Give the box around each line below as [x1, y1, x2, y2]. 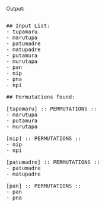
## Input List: [6, 23, 50, 29]
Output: [6, 5, 25, 12]
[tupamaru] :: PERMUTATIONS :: [6, 106, 97, 112]
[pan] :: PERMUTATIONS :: [6, 183, 82, 189]
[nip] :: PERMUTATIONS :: [6, 135, 82, 142]
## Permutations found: [6, 94, 75, 100]
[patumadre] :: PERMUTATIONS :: [6, 159, 100, 165]
